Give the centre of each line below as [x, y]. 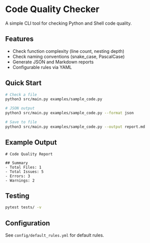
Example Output [31, 143]
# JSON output [20, 108]
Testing [17, 196]
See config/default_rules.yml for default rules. [55, 235]
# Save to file [21, 122]
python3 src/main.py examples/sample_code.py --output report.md [75, 127]
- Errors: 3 [18, 176]
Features [19, 39]
